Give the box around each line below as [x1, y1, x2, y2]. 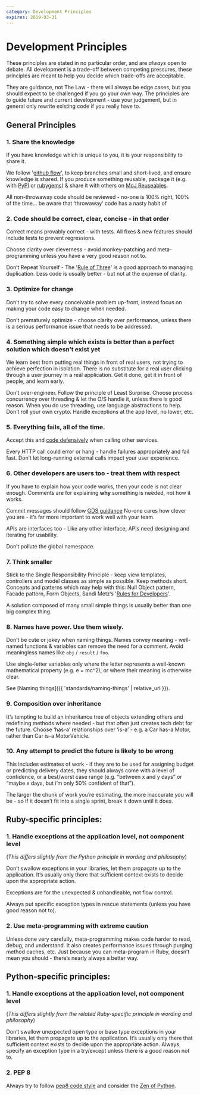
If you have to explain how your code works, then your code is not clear [6, 483, 182, 490]
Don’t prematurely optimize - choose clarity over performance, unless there [6, 316, 192, 323]
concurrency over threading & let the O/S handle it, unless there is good [6, 395, 182, 403]
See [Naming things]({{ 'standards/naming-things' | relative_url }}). [6, 685, 170, 692]
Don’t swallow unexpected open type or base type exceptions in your [6, 1028, 177, 1035]
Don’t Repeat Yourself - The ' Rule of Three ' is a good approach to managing [6, 264, 193, 271]
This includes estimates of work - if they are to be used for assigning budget [6, 760, 194, 768]
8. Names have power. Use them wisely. [6, 623, 124, 631]
